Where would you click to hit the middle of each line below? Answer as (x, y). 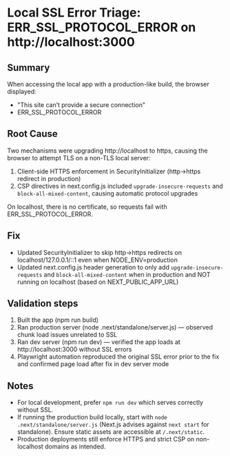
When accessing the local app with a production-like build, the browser (108, 84)
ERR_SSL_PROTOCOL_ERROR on (102, 27)
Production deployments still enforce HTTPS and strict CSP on (106, 439)
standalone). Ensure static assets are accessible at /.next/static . (111, 432)
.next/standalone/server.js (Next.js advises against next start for (113, 425)
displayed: (22, 92)
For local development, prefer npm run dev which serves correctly (110, 403)
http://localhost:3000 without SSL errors (74, 350)
